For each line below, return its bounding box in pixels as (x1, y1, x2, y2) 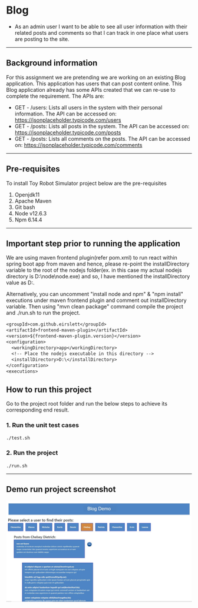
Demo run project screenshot (6, 484, 116, 494)
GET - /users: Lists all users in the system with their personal (14, 104, 163, 111)
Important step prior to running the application (6, 238, 181, 248)
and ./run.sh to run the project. (6, 310, 81, 317)
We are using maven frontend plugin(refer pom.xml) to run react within (6, 254, 178, 261)
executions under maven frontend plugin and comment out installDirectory (6, 297, 187, 304)
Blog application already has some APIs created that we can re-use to (6, 86, 176, 93)
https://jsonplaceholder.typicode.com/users (14, 116, 122, 124)
